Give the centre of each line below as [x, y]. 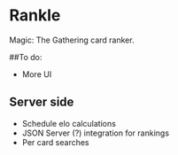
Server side [42, 102]
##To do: [26, 57]
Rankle [35, 15]
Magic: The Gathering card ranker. [72, 40]
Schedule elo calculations [69, 123]
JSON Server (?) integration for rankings [96, 133]
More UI [37, 74]
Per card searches [55, 142]
